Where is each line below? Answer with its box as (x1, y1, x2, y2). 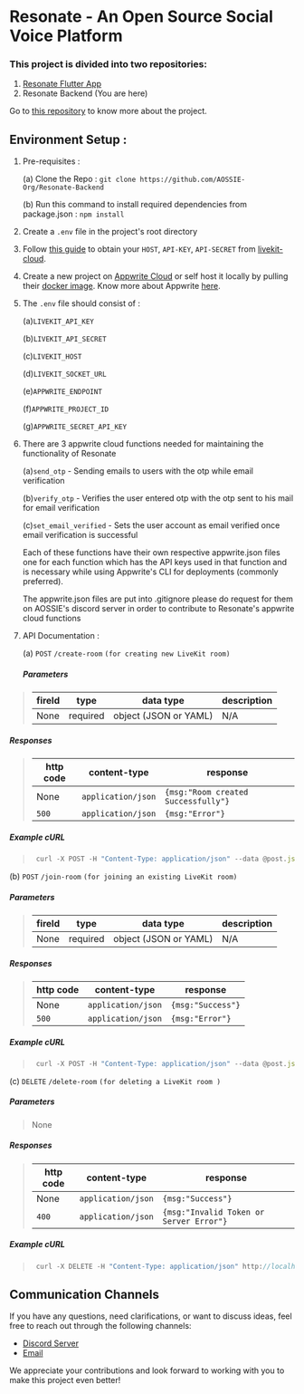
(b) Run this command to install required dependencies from (22, 199, 247, 210)
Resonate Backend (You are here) (22, 88, 148, 99)
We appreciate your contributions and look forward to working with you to (9, 1365, 285, 1376)
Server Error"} (162, 1216, 228, 1226)
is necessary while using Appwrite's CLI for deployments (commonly (22, 566, 279, 577)
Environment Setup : (9, 131, 128, 147)
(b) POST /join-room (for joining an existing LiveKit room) (9, 871, 238, 882)
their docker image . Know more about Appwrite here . (22, 281, 222, 292)
